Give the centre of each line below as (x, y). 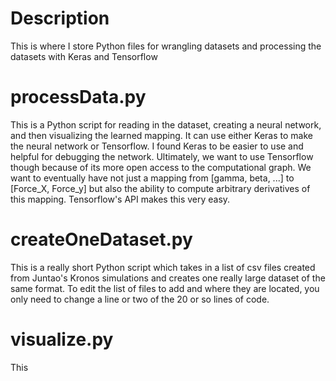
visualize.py (62, 339)
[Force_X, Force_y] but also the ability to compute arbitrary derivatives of (160, 188)
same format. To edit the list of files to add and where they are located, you (165, 288)
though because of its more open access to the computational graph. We (161, 167)
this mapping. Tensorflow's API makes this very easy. (120, 199)
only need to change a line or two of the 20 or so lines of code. (140, 299)
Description (60, 18)
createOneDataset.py (101, 239)
